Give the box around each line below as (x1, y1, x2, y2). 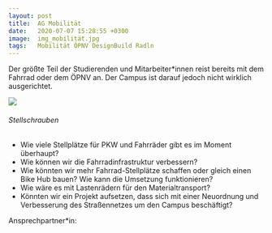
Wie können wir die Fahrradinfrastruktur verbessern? (19, 157, 198, 167)
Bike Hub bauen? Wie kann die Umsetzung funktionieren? (19, 175, 214, 184)
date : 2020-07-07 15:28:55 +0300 (8, 27, 129, 35)
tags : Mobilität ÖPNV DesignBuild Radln (8, 42, 154, 50)
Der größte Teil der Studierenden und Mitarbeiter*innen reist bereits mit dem (8, 64, 264, 74)
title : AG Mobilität (8, 19, 82, 28)
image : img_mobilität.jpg (8, 34, 100, 43)
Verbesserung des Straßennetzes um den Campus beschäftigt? (19, 200, 233, 210)
